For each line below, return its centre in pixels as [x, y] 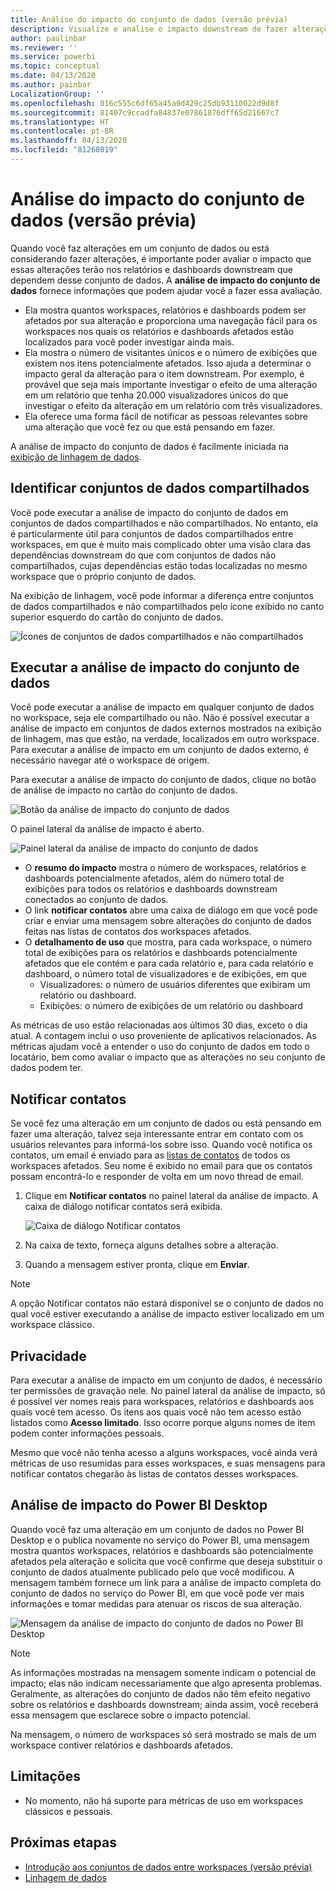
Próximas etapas [63, 1842]
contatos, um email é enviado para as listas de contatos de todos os [150, 1155]
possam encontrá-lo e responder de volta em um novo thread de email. [157, 1177]
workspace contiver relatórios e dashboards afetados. [122, 1745]
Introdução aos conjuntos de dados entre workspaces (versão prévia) [168, 1867]
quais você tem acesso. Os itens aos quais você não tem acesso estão [156, 1412]
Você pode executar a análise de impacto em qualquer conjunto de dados [162, 707]
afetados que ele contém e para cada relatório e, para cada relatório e [169, 963]
